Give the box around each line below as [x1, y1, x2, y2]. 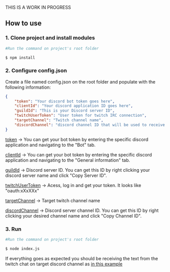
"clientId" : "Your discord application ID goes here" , [14, 103, 133, 108]
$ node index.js [5, 246, 40, 251]
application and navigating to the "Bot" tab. [5, 142, 96, 148]
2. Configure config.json [5, 67, 67, 74]
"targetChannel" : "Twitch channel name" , [14, 118, 103, 123]
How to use [5, 19, 42, 28]
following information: [5, 84, 51, 90]
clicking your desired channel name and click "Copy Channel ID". [5, 212, 141, 219]
